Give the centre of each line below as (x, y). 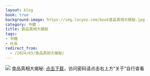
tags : (11, 34)
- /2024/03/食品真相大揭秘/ (37, 53)
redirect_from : (22, 48)
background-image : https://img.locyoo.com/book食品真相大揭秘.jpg (75, 20)
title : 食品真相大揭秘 (27, 29)
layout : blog (19, 10)
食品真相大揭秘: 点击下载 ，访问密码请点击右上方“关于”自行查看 (78, 68)
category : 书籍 (21, 24)
